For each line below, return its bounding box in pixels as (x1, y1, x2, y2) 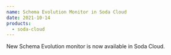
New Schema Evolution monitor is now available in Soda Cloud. (6, 43, 166, 50)
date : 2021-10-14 (6, 15, 51, 21)
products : (6, 20, 32, 26)
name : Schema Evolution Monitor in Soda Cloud (6, 9, 127, 15)
